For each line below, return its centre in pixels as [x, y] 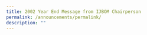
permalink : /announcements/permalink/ [54, 17]
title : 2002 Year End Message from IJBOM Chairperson [74, 12]
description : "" [26, 23]
